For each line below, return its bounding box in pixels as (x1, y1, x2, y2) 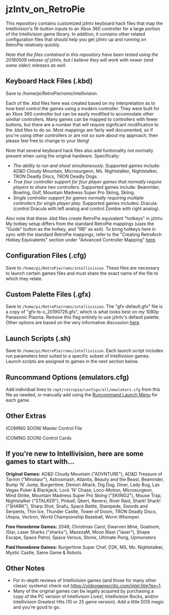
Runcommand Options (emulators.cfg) (6, 373, 130, 382)
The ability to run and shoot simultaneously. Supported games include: (13, 163, 160, 169)
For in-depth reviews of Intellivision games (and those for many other (13, 577, 156, 584)
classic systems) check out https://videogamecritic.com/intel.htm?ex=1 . (13, 583, 162, 589)
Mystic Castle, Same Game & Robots (6, 549, 82, 555)
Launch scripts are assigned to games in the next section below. (6, 358, 139, 365)
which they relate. (6, 275, 43, 281)
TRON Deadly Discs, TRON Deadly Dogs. (13, 173, 99, 179)
